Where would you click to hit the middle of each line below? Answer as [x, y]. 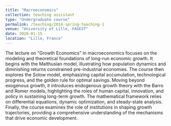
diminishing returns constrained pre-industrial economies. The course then [85, 69]
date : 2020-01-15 [24, 34]
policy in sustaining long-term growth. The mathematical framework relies [83, 96]
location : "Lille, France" [34, 39]
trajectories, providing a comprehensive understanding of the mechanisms [84, 112]
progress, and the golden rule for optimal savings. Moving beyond [75, 80]
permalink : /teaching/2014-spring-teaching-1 [55, 24]
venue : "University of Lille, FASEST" [47, 29]
